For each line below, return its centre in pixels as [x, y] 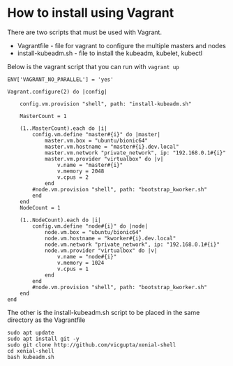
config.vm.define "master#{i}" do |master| [96, 134]
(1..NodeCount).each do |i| [60, 220]
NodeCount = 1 [40, 207]
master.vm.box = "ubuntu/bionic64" [96, 140]
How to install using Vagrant [91, 13]
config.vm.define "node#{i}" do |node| [90, 226]
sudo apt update [31, 332]
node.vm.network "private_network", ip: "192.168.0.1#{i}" [132, 244]
